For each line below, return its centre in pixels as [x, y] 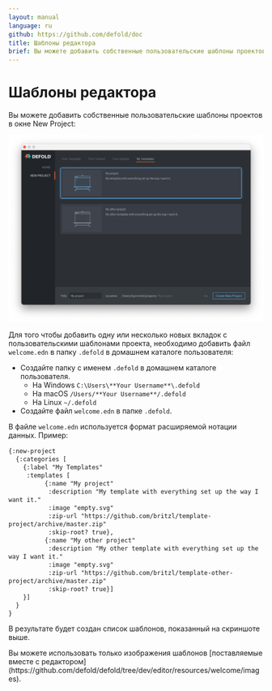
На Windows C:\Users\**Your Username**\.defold [116, 385]
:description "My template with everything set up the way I [153, 491]
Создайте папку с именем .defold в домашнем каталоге [118, 367]
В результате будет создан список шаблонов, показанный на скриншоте [134, 628]
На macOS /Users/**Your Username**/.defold [109, 393]
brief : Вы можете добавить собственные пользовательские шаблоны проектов [137, 52]
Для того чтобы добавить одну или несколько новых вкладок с [118, 335]
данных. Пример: [38, 435]
